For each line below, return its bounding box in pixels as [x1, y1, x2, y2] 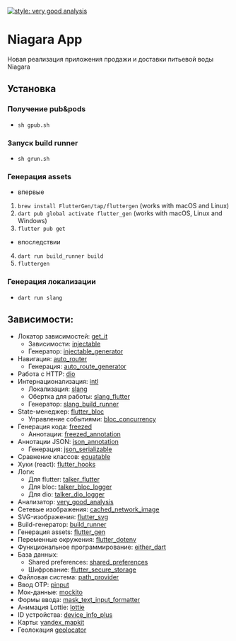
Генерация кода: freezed [17, 422, 92, 431]
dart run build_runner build [17, 253, 104, 260]
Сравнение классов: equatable [17, 453, 111, 461]
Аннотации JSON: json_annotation [17, 438, 119, 446]
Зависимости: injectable [28, 340, 101, 348]
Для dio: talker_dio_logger [28, 490, 105, 499]
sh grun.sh [17, 155, 50, 162]
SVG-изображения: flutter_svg [17, 513, 109, 521]
